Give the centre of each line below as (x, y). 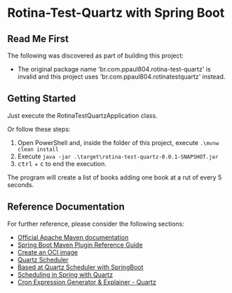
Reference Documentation (66, 207)
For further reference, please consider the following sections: (96, 224)
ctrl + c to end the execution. (62, 163)
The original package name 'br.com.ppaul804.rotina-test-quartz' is (114, 69)
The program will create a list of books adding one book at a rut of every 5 (115, 177)
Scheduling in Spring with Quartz (65, 274)
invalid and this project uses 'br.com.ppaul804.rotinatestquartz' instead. (121, 76)
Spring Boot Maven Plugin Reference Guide (80, 245)
